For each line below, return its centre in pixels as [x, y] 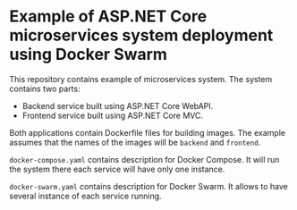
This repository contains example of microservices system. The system [141, 79]
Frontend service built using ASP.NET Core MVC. [113, 115]
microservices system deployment [141, 35]
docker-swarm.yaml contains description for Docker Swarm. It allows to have [149, 186]
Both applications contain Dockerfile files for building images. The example [148, 132]
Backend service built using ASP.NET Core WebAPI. [118, 105]
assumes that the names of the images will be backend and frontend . [135, 142]
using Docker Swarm [89, 55]
